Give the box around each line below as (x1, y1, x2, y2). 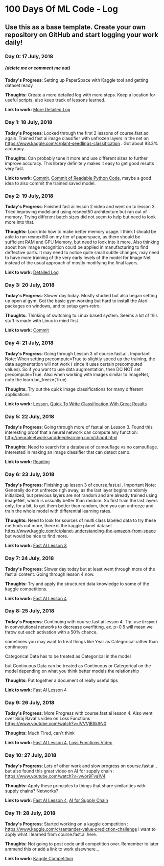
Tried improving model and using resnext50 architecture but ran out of (5, 209, 147, 215)
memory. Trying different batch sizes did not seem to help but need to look (5, 214, 156, 220)
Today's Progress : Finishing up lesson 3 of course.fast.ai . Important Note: (5, 482, 156, 488)
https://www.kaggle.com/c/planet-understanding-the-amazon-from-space (5, 528, 156, 534)
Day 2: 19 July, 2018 (5, 192, 54, 199)
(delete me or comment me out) (5, 65, 70, 71)
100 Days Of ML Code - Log (5, 3, 118, 15)
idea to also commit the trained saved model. (5, 180, 96, 186)
